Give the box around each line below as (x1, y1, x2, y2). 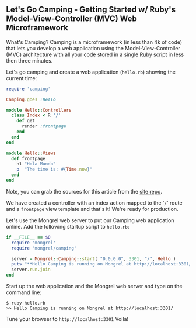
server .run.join (11, 267, 51, 272)
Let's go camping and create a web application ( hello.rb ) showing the (6, 68, 176, 75)
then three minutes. (6, 57, 53, 64)
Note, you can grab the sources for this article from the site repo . (6, 188, 162, 195)
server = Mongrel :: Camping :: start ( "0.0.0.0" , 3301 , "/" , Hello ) (11, 256, 176, 262)
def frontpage (11, 156, 45, 161)
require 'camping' (6, 86, 51, 92)
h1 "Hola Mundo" (16, 161, 57, 167)
